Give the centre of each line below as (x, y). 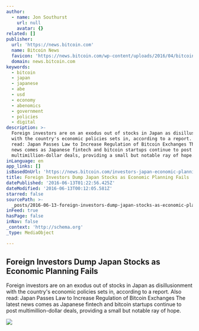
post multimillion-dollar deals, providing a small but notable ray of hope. (94, 311)
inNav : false (22, 222)
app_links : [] (24, 166)
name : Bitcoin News (36, 51)
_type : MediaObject (30, 232)
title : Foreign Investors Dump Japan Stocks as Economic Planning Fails (98, 178)
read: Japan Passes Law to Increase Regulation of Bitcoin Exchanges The (96, 298)
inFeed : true (22, 211)
